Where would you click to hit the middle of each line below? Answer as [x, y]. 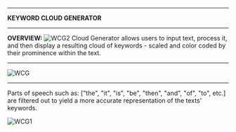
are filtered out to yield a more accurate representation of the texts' [105, 101]
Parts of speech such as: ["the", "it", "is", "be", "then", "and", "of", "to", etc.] [117, 93]
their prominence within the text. [54, 53]
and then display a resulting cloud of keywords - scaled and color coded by [117, 45]
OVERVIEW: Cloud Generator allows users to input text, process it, [117, 38]
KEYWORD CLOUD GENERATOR [54, 18]
